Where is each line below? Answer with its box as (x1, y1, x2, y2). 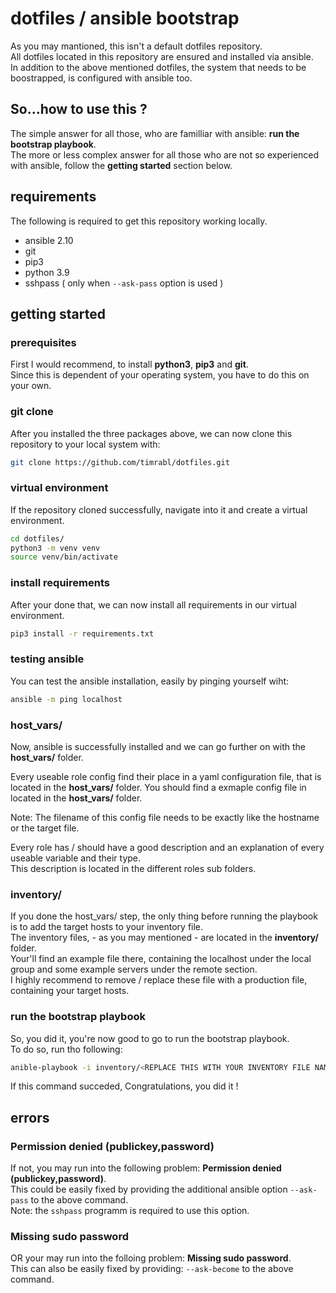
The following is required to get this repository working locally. (10, 215, 268, 227)
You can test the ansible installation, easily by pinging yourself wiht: (10, 675, 290, 687)
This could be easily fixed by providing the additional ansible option (10, 1183, 288, 1196)
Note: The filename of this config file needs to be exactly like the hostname (10, 811, 320, 823)
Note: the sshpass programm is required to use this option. (10, 1205, 250, 1217)
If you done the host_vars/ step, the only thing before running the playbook (10, 910, 318, 922)
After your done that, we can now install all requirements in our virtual (10, 598, 297, 611)
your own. (10, 380, 52, 392)
